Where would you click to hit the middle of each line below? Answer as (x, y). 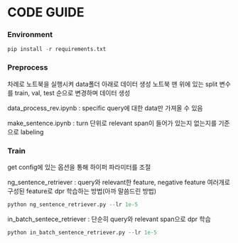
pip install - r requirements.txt (57, 49)
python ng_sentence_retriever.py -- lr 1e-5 (73, 204)
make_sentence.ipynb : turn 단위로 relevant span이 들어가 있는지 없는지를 (112, 123)
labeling (32, 131)
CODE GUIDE (46, 12)
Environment (30, 35)
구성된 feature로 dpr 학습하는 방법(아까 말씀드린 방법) (82, 191)
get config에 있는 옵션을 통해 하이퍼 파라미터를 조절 (79, 167)
